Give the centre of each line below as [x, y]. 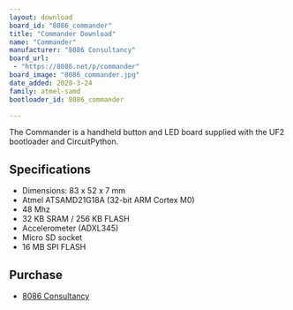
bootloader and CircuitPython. [64, 141]
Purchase [36, 275]
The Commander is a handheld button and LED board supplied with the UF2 [147, 132]
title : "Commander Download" [63, 34]
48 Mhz [36, 209]
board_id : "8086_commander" [61, 26]
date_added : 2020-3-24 [51, 83]
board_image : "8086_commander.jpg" [75, 75]
